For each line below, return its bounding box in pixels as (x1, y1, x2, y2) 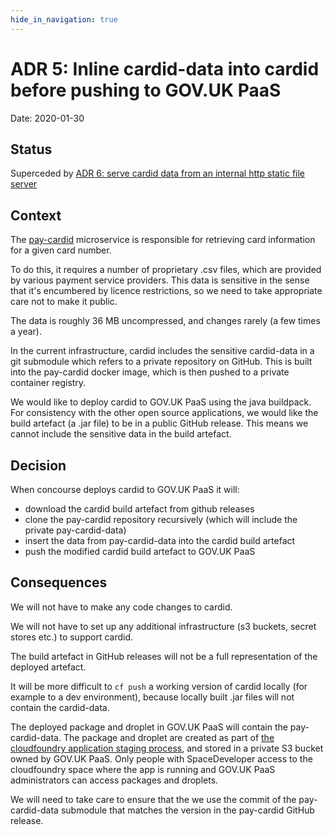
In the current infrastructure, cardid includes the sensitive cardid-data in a (10, 345, 315, 357)
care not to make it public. (10, 296, 118, 308)
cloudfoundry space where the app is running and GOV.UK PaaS (10, 763, 276, 775)
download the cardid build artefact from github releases (24, 503, 255, 515)
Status (10, 141, 53, 158)
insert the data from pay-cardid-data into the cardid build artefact (24, 535, 296, 546)
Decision (10, 457, 67, 474)
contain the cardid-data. (10, 701, 110, 713)
